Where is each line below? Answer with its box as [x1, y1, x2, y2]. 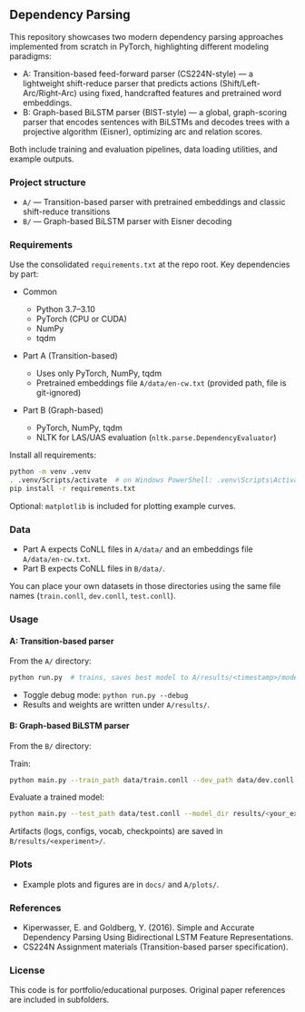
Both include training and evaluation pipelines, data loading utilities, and [9, 143, 279, 154]
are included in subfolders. [9, 994, 110, 1006]
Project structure [9, 176, 86, 189]
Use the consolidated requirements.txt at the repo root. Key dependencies [9, 259, 290, 270]
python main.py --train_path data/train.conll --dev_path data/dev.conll [9, 775, 295, 784]
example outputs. [9, 153, 74, 164]
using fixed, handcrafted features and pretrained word [78, 87, 282, 98]
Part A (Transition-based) [22, 350, 118, 361]
